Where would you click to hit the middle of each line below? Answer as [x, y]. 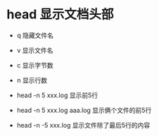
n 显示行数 [32, 80]
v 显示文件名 [35, 50]
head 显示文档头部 [60, 14]
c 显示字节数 [35, 65]
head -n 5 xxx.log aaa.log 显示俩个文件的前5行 [84, 110]
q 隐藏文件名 [35, 35]
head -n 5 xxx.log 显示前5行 [57, 95]
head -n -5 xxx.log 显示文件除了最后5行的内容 [83, 125]
